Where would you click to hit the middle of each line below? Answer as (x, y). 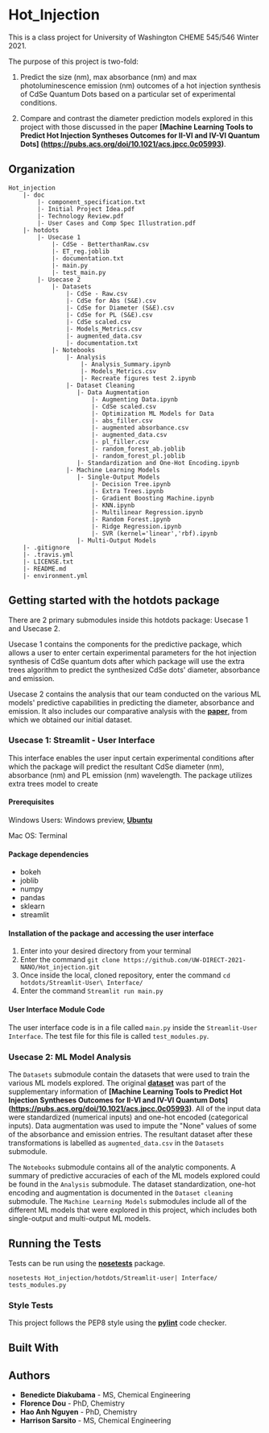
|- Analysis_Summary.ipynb (126, 364)
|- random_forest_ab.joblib (138, 449)
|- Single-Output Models (118, 477)
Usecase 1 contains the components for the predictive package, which (125, 644)
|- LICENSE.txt (48, 562)
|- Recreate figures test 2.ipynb (138, 378)
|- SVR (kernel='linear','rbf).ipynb (155, 534)
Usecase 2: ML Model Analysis (70, 1057)
